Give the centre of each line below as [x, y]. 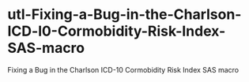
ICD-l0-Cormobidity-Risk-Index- [117, 31]
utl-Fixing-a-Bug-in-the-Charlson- [124, 15]
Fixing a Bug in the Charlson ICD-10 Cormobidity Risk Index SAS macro [123, 69]
